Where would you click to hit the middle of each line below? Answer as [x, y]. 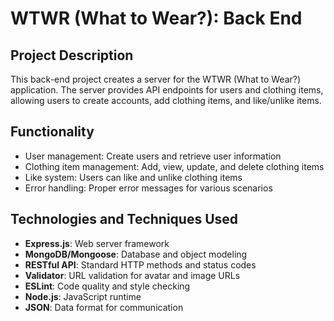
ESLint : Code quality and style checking [107, 286]
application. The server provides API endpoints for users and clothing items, [167, 90]
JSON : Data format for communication [104, 307]
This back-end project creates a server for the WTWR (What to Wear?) [156, 79]
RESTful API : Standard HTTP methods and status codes [140, 264]
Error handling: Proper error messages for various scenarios [148, 188]
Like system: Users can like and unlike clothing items [133, 177]
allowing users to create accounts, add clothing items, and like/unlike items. [166, 100]
